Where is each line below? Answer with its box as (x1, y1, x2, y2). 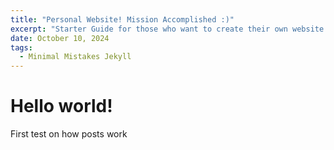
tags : (10, 42, 33, 53)
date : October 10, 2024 (10, 33, 110, 43)
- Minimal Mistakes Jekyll (19, 52, 132, 62)
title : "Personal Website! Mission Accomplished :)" (10, 14, 235, 25)
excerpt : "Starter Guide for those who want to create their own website (10, 24, 325, 34)
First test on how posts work (10, 128, 128, 140)
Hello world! (10, 95, 113, 118)
